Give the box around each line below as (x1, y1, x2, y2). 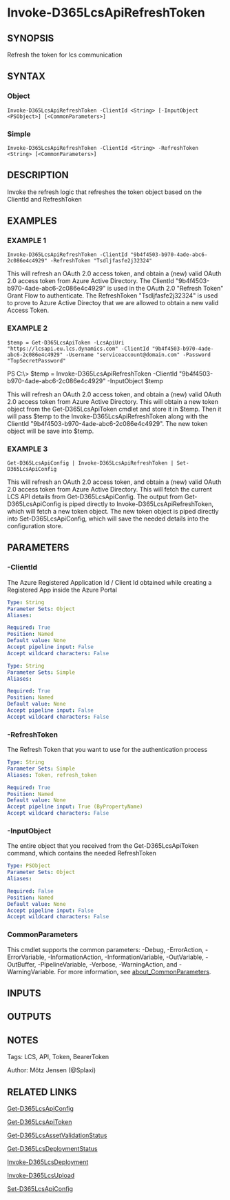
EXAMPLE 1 (7, 236, 47, 246)
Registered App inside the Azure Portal (7, 586, 117, 594)
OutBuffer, (7, 960, 36, 968)
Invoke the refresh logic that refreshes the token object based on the (7, 188, 202, 196)
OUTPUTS (7, 1011, 52, 1023)
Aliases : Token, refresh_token (7, 771, 97, 778)
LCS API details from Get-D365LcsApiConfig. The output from (7, 492, 184, 501)
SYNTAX (7, 70, 46, 82)
